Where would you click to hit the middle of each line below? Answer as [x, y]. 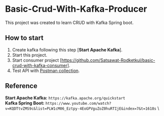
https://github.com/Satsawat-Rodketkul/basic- [108, 60]
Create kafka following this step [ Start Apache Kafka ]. [67, 49]
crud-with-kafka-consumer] [41, 65]
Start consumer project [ [37, 60]
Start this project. [30, 55]
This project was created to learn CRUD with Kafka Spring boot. [69, 23]
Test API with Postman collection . [46, 70]
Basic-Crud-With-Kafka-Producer [76, 9]
